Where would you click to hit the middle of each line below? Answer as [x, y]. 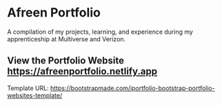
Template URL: [28, 88]
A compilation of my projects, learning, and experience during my [100, 32]
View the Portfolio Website [65, 61]
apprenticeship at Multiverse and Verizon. [67, 39]
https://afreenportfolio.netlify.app [82, 71]
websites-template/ [35, 95]
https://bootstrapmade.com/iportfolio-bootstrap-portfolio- [133, 88]
